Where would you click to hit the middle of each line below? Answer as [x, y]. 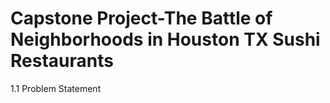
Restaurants [62, 61]
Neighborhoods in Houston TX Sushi [165, 39]
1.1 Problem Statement [56, 88]
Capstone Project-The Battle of [141, 18]
